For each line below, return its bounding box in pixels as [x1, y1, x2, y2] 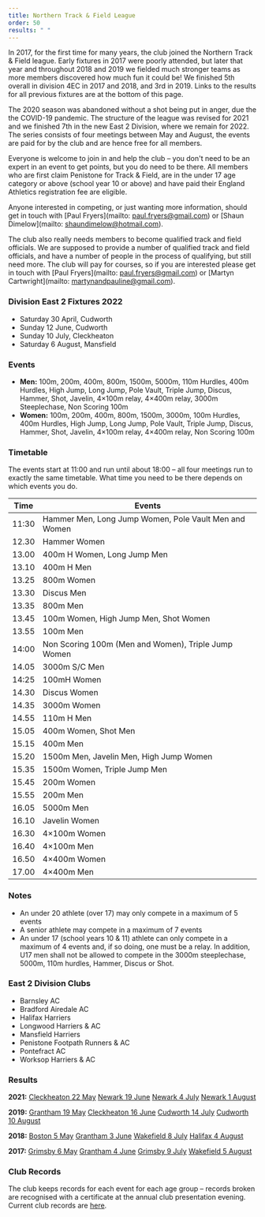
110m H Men [42, 713, 92, 724]
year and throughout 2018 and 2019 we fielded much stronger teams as [8, 65, 241, 74]
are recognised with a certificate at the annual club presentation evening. [8, 1193, 246, 1202]
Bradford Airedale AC [19, 1004, 89, 1014]
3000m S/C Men [42, 662, 105, 673]
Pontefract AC [19, 1046, 66, 1055]
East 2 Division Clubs [8, 978, 91, 989]
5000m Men [42, 802, 89, 813]
